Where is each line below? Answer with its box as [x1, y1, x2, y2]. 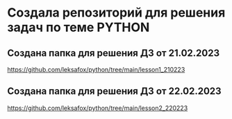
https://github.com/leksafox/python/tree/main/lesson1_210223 [7, 66, 185, 73]
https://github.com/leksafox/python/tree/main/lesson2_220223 [7, 104, 188, 112]
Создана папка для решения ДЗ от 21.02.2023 [7, 47, 220, 59]
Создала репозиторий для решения [7, 5, 226, 21]
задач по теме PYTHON [7, 19, 150, 35]
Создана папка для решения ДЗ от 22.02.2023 [7, 85, 222, 98]
